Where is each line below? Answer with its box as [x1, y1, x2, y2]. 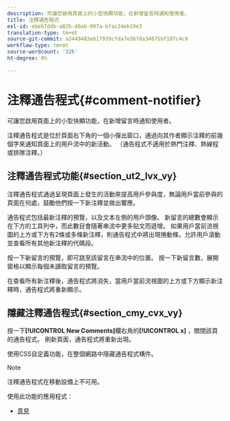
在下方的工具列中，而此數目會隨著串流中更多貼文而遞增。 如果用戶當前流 [7, 221, 213, 230]
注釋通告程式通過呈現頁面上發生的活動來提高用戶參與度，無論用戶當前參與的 [7, 190, 223, 198]
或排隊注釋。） [7, 148, 47, 157]
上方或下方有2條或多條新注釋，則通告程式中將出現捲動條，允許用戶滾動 [18, 230, 221, 238]
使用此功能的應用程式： [7, 392, 73, 400]
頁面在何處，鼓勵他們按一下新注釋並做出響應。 [7, 198, 139, 207]
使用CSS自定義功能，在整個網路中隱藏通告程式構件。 [7, 350, 157, 358]
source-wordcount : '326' [7, 49, 78, 56]
